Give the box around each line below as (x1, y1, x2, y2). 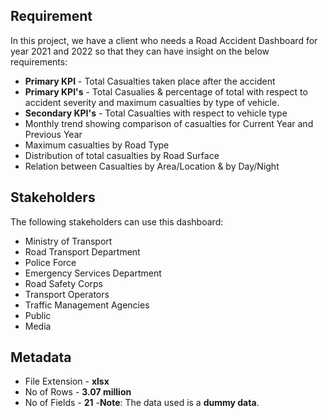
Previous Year (24, 128, 83, 140)
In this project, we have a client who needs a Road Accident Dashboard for (10, 34, 318, 46)
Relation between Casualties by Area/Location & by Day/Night (24, 160, 280, 172)
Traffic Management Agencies (24, 299, 150, 311)
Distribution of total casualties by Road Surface (24, 149, 220, 161)
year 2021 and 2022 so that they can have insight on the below (10, 45, 270, 57)
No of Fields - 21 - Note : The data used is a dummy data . (24, 397, 260, 409)
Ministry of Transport (24, 235, 113, 247)
